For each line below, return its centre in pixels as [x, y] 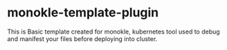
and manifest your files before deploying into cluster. [82, 38]
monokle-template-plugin [83, 13]
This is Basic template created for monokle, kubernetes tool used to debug [113, 32]
